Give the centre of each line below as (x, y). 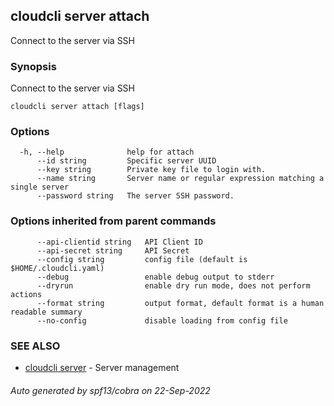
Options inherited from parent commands (113, 221)
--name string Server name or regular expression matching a (180, 179)
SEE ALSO (35, 346)
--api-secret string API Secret (113, 250)
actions (26, 294)
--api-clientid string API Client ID (119, 242)
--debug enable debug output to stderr (155, 277)
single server (40, 187)
